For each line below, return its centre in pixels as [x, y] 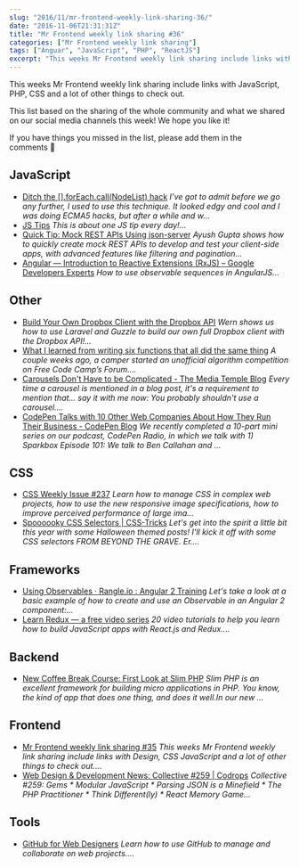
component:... [48, 610]
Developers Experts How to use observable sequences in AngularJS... [151, 272]
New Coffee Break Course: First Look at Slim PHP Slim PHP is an [141, 679]
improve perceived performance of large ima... [108, 513]
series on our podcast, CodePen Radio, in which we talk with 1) [137, 435]
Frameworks [45, 570]
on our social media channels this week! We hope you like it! [120, 120]
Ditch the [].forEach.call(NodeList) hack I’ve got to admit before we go [151, 196]
